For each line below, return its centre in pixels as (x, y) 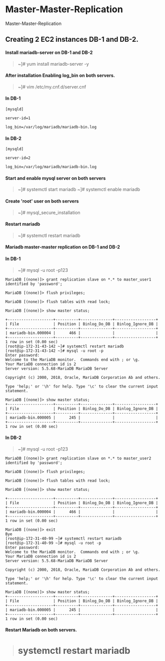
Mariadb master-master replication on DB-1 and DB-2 (63, 247)
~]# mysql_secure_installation (49, 212)
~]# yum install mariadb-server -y (53, 64)
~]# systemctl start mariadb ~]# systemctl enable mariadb (79, 189)
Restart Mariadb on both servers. (41, 630)
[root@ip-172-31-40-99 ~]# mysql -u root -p (53, 543)
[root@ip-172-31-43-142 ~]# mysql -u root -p (54, 351)
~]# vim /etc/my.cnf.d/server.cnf (52, 87)
